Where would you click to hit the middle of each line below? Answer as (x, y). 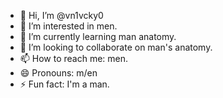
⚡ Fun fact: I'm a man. (64, 84)
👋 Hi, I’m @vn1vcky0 (61, 15)
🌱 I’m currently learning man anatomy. (98, 36)
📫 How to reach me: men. (74, 58)
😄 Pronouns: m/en (58, 73)
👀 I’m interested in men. (68, 26)
